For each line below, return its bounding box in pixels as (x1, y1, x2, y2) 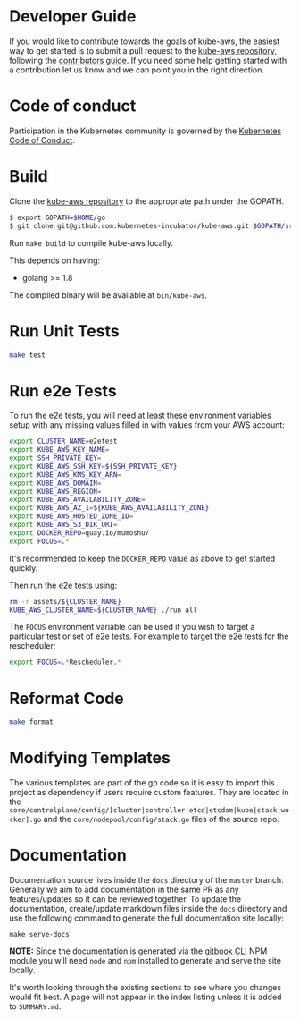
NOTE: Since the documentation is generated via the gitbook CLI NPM (9, 946, 268, 956)
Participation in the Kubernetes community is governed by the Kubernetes (9, 125, 282, 136)
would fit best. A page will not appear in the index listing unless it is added (9, 991, 282, 1002)
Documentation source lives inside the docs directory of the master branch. (9, 875, 284, 885)
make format (9, 718, 54, 726)
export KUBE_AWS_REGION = (9, 487, 102, 496)
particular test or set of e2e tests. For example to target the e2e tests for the (9, 631, 289, 641)
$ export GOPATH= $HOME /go (9, 213, 105, 222)
